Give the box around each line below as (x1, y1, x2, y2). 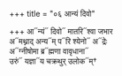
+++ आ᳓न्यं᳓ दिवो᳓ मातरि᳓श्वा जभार (9, 27, 113, 36)
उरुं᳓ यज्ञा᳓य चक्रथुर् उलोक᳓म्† (9, 56, 97, 66)
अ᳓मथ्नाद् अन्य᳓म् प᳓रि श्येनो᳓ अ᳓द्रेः (9, 36, 108, 46)
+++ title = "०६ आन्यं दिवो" (9, 9, 95, 19)
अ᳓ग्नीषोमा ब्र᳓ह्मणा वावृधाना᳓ (9, 46, 89, 57)
